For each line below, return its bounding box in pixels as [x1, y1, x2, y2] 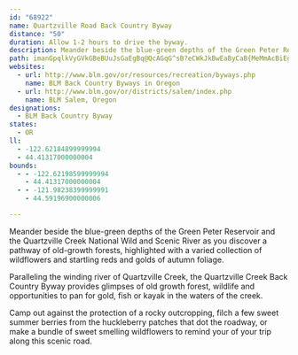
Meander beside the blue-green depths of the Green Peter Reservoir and [9, 226, 276, 236]
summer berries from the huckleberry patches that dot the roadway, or [9, 316, 268, 328]
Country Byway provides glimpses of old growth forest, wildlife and [9, 281, 255, 291]
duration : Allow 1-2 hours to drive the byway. [9, 37, 189, 47]
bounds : [9, 161, 38, 170]
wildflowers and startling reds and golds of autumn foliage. [9, 254, 224, 265]
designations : [9, 104, 62, 112]
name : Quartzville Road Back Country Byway [9, 21, 173, 30]
